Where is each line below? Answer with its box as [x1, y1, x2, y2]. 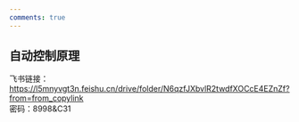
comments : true [9, 12, 66, 22]
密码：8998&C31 [9, 103, 71, 114]
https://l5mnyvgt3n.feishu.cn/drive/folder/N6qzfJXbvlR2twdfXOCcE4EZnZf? [9, 84, 290, 94]
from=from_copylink [9, 93, 84, 103]
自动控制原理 [9, 48, 80, 63]
